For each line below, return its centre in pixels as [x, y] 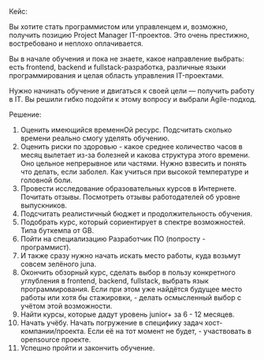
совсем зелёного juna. [58, 264]
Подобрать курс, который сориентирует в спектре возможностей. [133, 222]
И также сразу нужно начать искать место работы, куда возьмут [130, 255]
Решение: [25, 114]
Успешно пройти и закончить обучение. [87, 348]
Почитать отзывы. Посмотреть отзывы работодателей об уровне [130, 197]
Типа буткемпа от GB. [57, 231]
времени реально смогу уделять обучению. [95, 138]
